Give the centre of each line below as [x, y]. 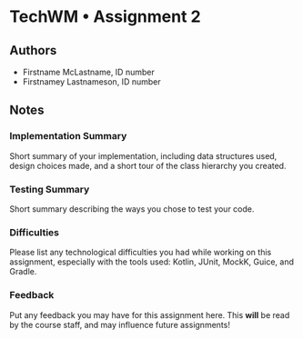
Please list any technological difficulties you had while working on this [141, 253]
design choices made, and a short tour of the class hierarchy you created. [148, 165]
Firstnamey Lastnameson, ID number [91, 82]
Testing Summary [50, 189]
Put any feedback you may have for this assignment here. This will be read [150, 314]
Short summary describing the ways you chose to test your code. [132, 209]
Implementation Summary [68, 136]
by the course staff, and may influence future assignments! [120, 324]
